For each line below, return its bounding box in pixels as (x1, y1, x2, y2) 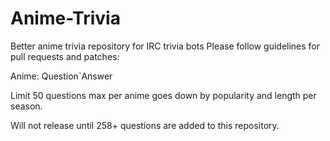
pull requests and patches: (10, 50, 120, 62)
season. (10, 100, 43, 112)
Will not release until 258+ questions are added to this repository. (10, 119, 280, 131)
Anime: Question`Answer (10, 70, 113, 82)
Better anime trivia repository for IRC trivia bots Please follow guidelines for (10, 40, 321, 52)
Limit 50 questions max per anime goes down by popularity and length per (10, 89, 317, 101)
